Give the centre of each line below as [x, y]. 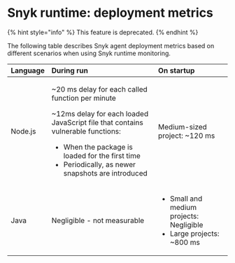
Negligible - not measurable [98, 220]
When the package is [98, 147]
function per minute [84, 98]
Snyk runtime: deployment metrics [110, 13]
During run [70, 70]
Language [28, 70]
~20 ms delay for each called [100, 89]
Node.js [23, 131]
